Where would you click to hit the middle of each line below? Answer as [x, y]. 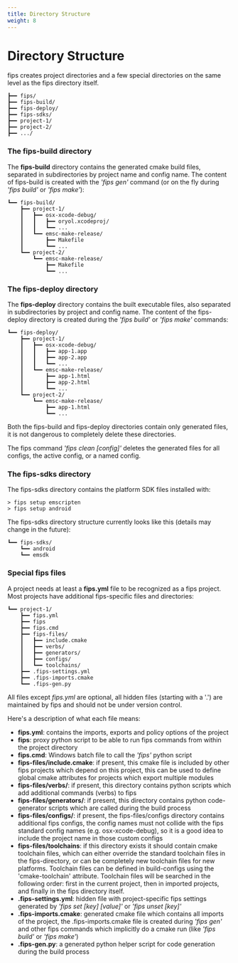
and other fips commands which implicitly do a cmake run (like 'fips [117, 929]
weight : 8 [22, 21]
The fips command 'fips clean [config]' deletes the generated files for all [114, 448]
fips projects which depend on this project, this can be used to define [119, 770]
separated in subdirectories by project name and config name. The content [117, 174]
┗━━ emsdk [35, 555]
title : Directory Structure [49, 14]
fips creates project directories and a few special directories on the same [114, 75]
